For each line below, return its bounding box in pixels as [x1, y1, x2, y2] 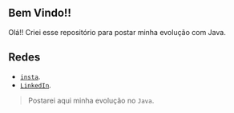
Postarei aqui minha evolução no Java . [27, 95, 155, 105]
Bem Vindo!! [8, 6, 72, 20]
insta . [19, 72, 41, 81]
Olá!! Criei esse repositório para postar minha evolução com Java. [8, 27, 226, 37]
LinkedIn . [19, 80, 52, 90]
